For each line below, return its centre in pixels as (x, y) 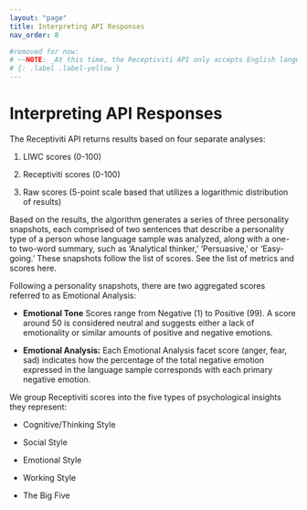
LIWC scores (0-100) (62, 156)
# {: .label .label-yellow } (65, 69)
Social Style (45, 442)
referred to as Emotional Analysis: (73, 295)
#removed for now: (44, 51)
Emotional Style (52, 460)
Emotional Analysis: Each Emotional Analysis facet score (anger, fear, (155, 350)
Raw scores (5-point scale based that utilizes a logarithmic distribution (155, 192)
